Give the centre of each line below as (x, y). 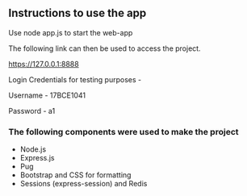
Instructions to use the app (77, 13)
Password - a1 (32, 111)
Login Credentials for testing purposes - (75, 79)
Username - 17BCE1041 (47, 95)
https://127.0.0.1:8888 (44, 64)
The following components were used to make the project (124, 131)
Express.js (37, 158)
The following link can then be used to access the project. (105, 48)
